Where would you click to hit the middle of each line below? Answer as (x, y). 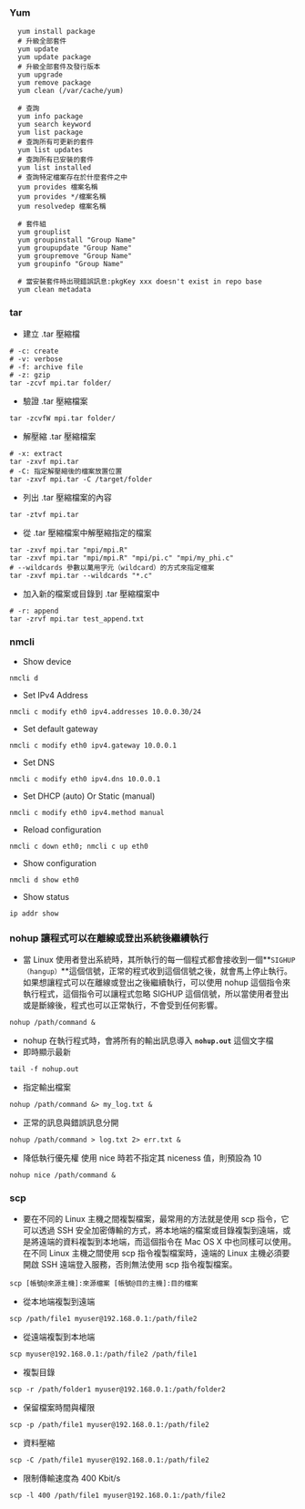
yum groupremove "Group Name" (75, 256)
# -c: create (34, 351)
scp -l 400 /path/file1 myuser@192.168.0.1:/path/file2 (117, 1496)
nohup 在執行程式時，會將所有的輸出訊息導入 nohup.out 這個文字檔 (148, 1040)
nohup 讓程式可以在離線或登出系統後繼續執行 (109, 938)
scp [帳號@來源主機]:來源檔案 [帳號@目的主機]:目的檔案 (104, 1284)
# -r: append (34, 611)
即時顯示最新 (46, 1052)
